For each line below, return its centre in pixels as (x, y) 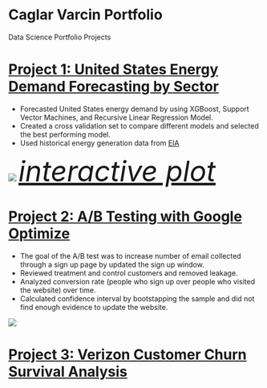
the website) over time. (58, 290)
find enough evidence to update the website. (94, 307)
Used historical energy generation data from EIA (99, 143)
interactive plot (117, 171)
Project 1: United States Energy (113, 69)
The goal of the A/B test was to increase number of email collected (131, 255)
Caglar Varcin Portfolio (85, 15)
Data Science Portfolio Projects (60, 37)
